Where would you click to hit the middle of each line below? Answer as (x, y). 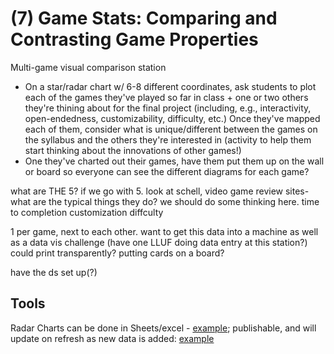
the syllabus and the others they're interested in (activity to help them (168, 139)
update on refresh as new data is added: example (112, 338)
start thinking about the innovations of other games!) (133, 150)
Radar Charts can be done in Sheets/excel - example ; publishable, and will (163, 328)
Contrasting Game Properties (134, 39)
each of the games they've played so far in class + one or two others (166, 97)
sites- (297, 191)
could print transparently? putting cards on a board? (117, 253)
